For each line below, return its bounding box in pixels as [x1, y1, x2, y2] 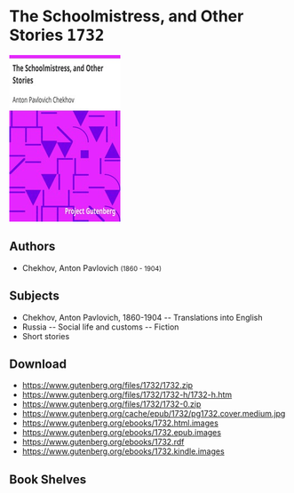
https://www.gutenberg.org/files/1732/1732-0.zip [21, 399, 202, 410]
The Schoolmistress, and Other [9, 6, 244, 27]
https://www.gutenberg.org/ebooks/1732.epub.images [21, 427, 222, 438]
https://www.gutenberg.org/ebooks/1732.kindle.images [21, 446, 225, 457]
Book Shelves [9, 472, 87, 487]
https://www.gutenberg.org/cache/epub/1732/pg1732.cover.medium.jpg [21, 409, 286, 419]
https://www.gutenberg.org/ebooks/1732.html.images [21, 417, 219, 428]
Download [9, 356, 67, 371]
